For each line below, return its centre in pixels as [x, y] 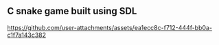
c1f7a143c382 [27, 35]
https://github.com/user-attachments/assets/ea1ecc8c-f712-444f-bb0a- [110, 27]
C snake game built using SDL [72, 11]
